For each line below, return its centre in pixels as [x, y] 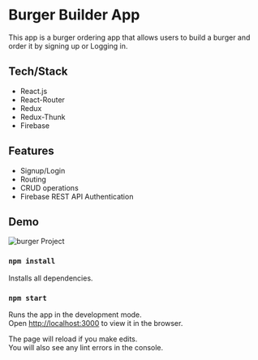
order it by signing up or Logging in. [68, 45]
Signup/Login [43, 170]
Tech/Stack [38, 72]
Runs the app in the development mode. [75, 315]
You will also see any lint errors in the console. [86, 347]
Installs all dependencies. [51, 278]
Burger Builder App [74, 15]
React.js [34, 91]
